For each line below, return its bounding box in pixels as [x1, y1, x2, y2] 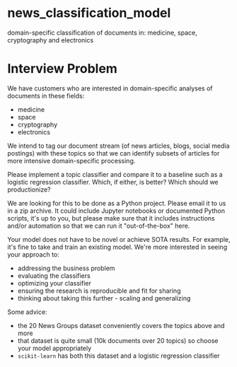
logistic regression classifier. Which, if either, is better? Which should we [7, 177, 219, 186]
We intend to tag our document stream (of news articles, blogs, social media [7, 141, 230, 150]
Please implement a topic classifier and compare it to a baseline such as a [7, 170, 223, 178]
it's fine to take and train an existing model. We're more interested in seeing [7, 243, 228, 251]
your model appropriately [17, 344, 92, 352]
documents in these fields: [7, 91, 85, 100]
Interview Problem [7, 61, 118, 77]
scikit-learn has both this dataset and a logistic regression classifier [17, 351, 221, 360]
